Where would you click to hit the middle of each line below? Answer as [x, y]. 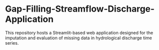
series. [12, 43]
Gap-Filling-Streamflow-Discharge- [80, 9]
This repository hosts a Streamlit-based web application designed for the [79, 33]
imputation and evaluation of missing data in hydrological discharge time [79, 38]
